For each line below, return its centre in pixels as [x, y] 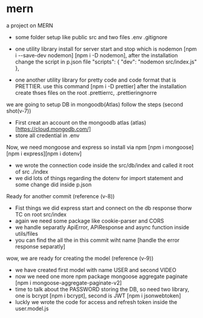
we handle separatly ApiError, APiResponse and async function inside [102, 227]
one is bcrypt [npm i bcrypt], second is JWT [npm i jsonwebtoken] [98, 296]
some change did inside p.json [53, 184]
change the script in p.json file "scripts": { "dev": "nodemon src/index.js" [106, 62]
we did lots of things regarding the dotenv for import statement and [99, 178]
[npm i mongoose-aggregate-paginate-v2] [68, 282]
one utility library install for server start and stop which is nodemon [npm [106, 49]
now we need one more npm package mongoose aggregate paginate [101, 276]
